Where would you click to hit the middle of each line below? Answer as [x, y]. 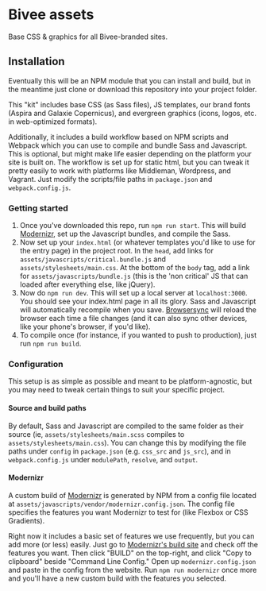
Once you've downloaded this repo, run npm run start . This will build [133, 226]
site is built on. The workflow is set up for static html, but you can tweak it [129, 162]
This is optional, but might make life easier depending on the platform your [130, 153]
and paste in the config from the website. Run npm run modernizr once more [133, 570]
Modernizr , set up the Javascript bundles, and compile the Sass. [125, 234]
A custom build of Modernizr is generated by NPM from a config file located [132, 495]
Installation [37, 62]
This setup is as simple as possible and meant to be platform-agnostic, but [130, 381]
